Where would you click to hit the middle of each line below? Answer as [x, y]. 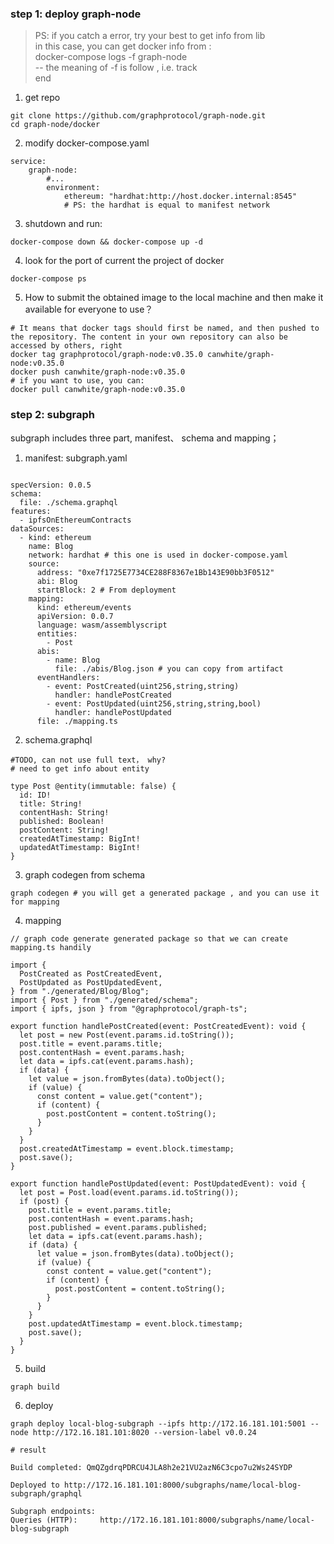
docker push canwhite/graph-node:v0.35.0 [98, 372]
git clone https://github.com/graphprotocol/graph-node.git [138, 116]
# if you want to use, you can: [77, 381]
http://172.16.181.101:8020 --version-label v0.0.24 [144, 1432]
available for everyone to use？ [89, 309]
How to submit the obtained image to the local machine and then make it [174, 298]
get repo [42, 98]
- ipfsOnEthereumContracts [75, 520]
